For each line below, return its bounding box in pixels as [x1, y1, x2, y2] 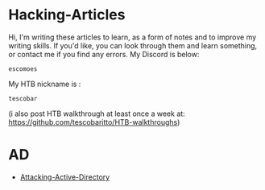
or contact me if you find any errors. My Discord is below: [8, 49, 200, 59]
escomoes [8, 64, 38, 73]
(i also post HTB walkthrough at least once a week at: [8, 109, 185, 118]
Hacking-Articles [8, 6, 126, 24]
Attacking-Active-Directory [19, 171, 110, 182]
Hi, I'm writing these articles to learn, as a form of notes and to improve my [8, 32, 257, 42]
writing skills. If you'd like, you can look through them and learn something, [8, 40, 258, 50]
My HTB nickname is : [8, 79, 81, 89]
